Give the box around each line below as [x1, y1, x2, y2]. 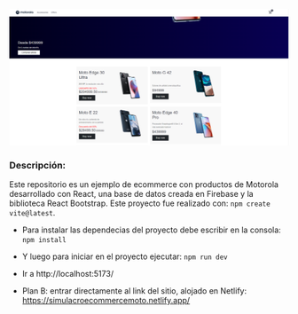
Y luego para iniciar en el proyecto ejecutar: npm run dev [21, 251, 228, 262]
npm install [21, 235, 67, 244]
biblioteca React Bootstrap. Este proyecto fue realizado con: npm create [9, 198, 271, 208]
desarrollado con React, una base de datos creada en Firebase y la [9, 188, 255, 199]
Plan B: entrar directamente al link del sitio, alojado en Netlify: [21, 285, 247, 296]
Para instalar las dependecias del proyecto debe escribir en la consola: [21, 224, 281, 235]
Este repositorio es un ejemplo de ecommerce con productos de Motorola [9, 178, 279, 190]
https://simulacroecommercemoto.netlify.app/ [21, 294, 191, 305]
